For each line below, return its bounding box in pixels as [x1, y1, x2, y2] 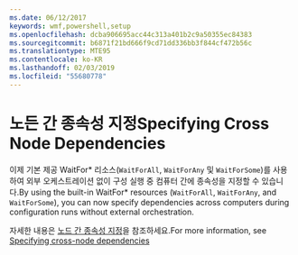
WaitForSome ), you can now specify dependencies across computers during [9, 196, 290, 207]
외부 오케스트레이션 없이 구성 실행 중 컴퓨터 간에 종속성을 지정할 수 [25, 175, 260, 186]
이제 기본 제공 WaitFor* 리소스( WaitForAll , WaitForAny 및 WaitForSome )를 [9, 164, 271, 175]
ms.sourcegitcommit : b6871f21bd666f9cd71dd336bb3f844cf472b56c [9, 38, 253, 48]
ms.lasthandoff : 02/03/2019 [9, 64, 116, 73]
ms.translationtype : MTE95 [9, 47, 111, 56]
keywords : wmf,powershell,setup [9, 22, 131, 31]
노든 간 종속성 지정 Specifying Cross [9, 114, 270, 133]
